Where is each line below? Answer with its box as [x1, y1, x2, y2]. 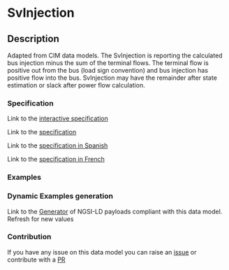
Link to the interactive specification [7, 114, 108, 123]
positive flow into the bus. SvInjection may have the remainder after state [7, 73, 218, 82]
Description [7, 33, 59, 45]
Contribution [7, 232, 52, 242]
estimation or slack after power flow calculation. [7, 81, 145, 89]
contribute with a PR [7, 255, 66, 264]
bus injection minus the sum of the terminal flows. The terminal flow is [7, 59, 209, 67]
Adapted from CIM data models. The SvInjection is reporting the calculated [7, 51, 223, 59]
